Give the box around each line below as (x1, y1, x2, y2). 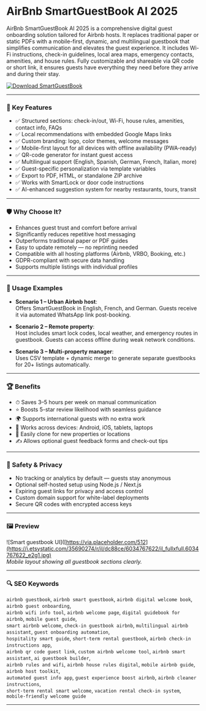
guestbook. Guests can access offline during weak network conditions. (15, 336, 196, 343)
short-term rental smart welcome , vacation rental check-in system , (6, 687, 181, 694)
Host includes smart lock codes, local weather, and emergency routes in (15, 329, 198, 337)
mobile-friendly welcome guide (6, 693, 86, 700)
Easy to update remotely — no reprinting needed (15, 244, 139, 251)
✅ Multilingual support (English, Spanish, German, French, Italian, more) (15, 158, 197, 166)
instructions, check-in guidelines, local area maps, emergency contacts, (12, 50, 194, 58)
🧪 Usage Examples (6, 284, 63, 293)
